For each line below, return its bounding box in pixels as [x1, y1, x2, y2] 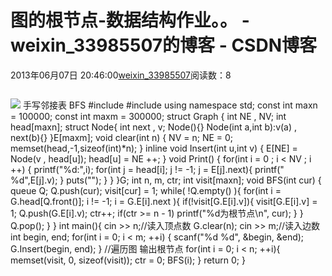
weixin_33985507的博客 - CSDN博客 [10, 34, 317, 57]
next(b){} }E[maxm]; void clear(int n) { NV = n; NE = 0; [10, 131, 234, 143]
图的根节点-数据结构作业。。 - [10, 9, 250, 32]
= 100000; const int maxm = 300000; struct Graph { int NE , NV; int [10, 110, 287, 122]
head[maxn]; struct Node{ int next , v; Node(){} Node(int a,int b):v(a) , [10, 121, 298, 133]
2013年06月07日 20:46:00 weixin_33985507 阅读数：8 [10, 69, 232, 81]
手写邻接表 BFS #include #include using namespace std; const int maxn [22, 99, 318, 111]
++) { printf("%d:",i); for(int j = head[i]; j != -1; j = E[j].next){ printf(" [10, 163, 285, 175]
